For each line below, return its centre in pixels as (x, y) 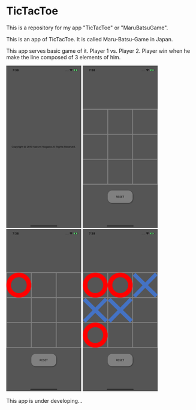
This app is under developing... (44, 400)
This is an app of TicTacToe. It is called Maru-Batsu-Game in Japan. (90, 39)
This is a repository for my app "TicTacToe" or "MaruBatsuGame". (87, 28)
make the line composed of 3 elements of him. (64, 57)
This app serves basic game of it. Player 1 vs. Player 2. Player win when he (98, 51)
